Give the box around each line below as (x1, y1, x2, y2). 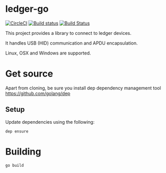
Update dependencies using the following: (5, 119, 95, 125)
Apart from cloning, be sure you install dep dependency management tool (5, 85, 161, 91)
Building (5, 146, 42, 157)
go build (5, 163, 24, 168)
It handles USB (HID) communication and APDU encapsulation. (5, 40, 138, 46)
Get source (5, 68, 53, 80)
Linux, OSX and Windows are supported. (5, 50, 91, 56)
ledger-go (5, 3, 49, 15)
